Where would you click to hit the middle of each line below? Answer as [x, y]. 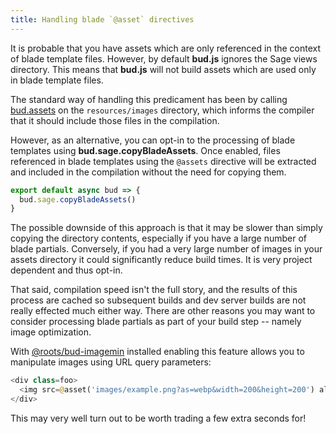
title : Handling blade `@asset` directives [102, 19]
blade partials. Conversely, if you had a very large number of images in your [166, 249]
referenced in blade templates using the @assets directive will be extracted [163, 161]
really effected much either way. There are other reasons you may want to [163, 311]
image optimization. [51, 332]
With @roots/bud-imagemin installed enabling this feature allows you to [157, 352]
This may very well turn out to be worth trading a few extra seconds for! [158, 418]
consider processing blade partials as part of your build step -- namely [156, 322]
